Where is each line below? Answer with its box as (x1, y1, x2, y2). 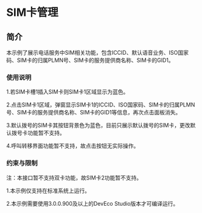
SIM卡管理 (6, 5, 59, 19)
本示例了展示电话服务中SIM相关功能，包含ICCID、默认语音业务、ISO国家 (6, 49, 189, 56)
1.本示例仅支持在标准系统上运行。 (6, 187, 90, 194)
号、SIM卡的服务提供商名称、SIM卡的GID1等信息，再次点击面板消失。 (6, 109, 181, 116)
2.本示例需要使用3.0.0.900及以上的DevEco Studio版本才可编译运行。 (6, 200, 179, 207)
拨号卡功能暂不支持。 (11, 129, 65, 137)
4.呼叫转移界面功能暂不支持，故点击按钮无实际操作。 (6, 142, 139, 150)
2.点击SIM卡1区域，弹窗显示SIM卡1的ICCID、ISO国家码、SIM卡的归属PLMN (6, 101, 195, 108)
